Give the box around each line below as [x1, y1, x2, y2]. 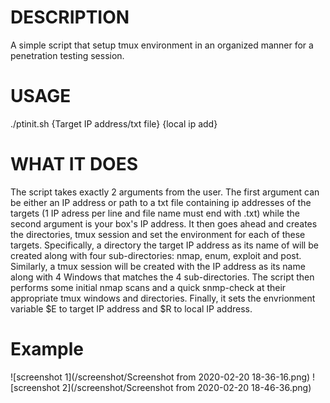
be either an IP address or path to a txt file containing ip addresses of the [10, 196, 312, 208]
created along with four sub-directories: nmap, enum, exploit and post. [10, 249, 302, 261]
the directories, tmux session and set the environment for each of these [10, 228, 306, 240]
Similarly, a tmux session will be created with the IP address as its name [10, 260, 306, 272]
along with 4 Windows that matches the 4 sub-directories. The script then [10, 271, 315, 283]
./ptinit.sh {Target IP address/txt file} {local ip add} [10, 117, 218, 130]
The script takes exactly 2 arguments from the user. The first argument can [10, 186, 320, 198]
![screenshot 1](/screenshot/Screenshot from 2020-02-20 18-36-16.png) [10, 371, 311, 383]
